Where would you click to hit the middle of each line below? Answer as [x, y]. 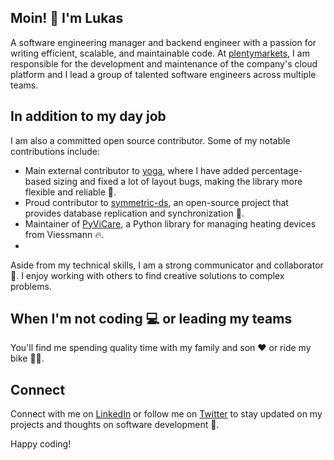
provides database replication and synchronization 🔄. [134, 213]
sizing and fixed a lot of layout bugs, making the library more [178, 181]
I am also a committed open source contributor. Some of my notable [150, 140]
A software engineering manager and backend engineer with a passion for [163, 42]
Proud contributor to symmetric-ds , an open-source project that [156, 202]
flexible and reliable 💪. [70, 192]
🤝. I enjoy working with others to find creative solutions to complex [147, 275]
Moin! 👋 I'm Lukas [67, 18]
